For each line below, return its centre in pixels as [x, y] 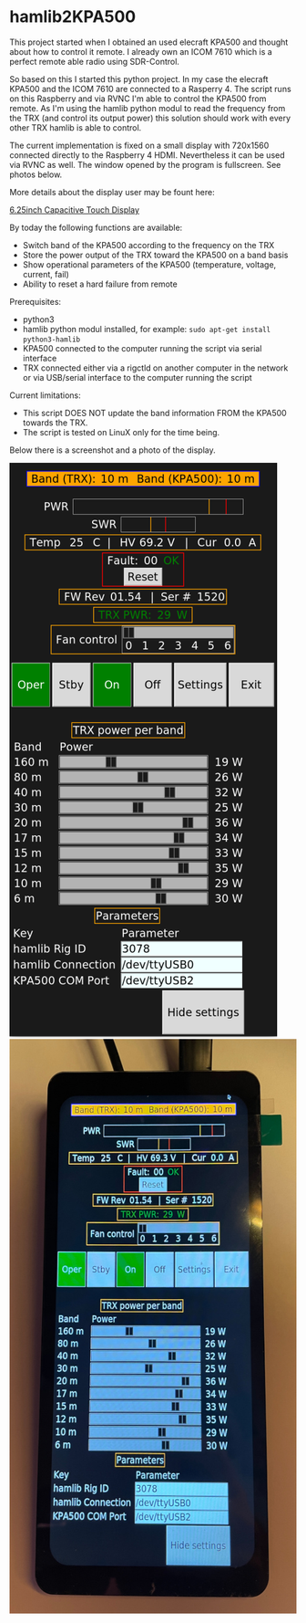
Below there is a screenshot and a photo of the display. [112, 450]
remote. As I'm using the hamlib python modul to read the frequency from [148, 108]
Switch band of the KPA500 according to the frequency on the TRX [148, 245]
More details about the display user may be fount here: [112, 192]
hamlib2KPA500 [73, 17]
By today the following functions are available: [96, 227]
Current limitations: [45, 395]
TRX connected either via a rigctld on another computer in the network [155, 368]
